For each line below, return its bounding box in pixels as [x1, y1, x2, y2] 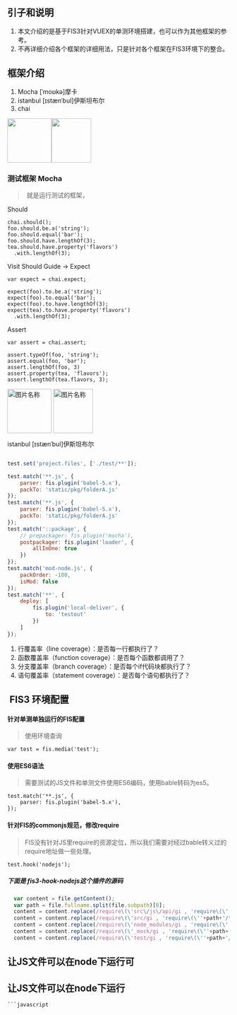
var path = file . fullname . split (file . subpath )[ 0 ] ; [13, 901, 166, 909]
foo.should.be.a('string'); [7, 225, 90, 232]
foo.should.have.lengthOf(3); [7, 237, 97, 244]
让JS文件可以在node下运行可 [7, 956, 135, 968]
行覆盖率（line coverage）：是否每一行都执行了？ [17, 644, 159, 653]
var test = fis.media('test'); [7, 746, 99, 753]
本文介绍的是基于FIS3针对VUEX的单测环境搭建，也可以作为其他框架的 [17, 27, 221, 35]
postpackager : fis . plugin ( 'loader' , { [20, 538, 134, 546]
